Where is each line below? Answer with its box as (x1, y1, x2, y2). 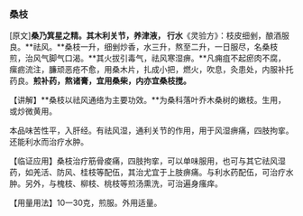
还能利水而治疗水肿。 (9, 136, 88, 147)
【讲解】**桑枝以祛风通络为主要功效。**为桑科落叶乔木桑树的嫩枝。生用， (9, 95, 287, 106)
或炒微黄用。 (9, 106, 57, 117)
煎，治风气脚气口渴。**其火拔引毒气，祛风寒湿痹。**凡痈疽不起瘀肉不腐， (9, 52, 287, 64)
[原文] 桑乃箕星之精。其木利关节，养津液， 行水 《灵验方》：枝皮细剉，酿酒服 (9, 30, 290, 42)
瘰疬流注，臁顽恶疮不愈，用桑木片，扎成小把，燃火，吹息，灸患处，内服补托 (9, 64, 294, 75)
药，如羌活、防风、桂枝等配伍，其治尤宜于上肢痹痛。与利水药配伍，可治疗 (9, 167, 286, 178)
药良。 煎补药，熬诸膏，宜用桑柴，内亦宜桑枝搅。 (9, 75, 191, 87)
